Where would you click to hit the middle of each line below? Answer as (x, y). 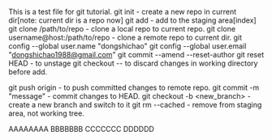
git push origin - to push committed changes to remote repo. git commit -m (134, 87)
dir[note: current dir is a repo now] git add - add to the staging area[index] (133, 20)
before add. (28, 72)
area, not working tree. (47, 113)
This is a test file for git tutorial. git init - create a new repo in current (123, 12)
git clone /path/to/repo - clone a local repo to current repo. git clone (122, 29)
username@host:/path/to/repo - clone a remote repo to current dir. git (125, 37)
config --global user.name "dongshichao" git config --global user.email (127, 46)
